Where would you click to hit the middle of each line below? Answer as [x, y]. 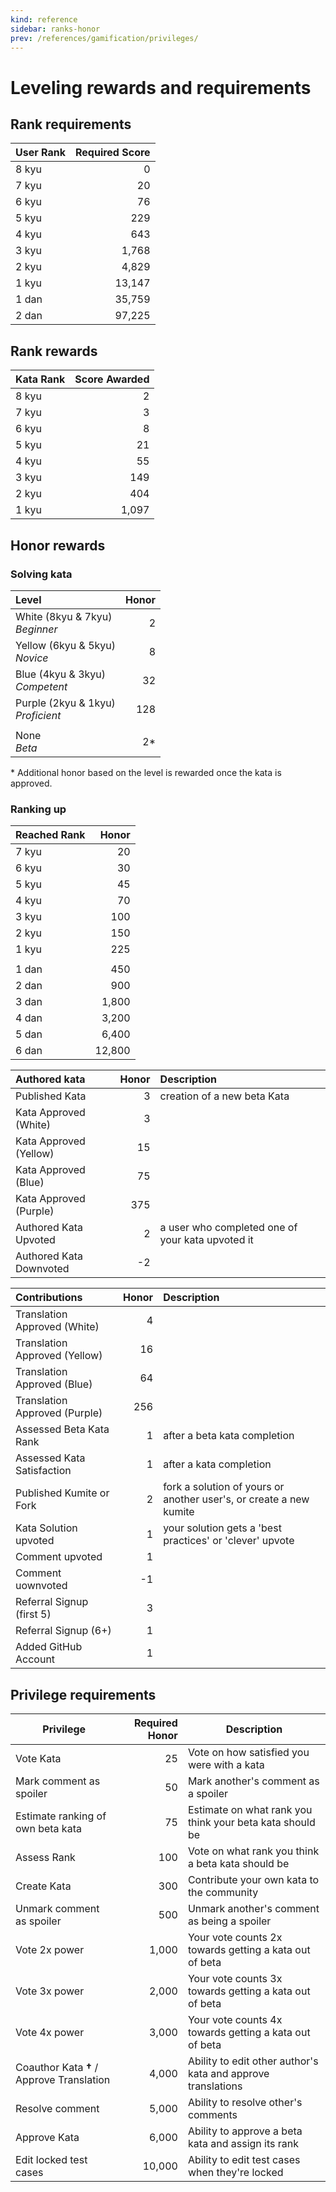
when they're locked [235, 2172]
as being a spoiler [229, 1921]
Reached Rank [50, 835]
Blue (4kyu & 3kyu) [61, 674]
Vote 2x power [50, 1949]
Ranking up [38, 809]
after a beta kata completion [229, 1436]
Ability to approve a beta [245, 2131]
